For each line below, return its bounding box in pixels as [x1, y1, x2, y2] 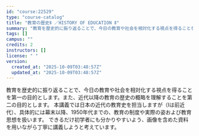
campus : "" [6, 36, 33, 42]
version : [6, 58, 28, 64]
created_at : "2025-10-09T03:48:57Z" [11, 64, 102, 70]
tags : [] [6, 31, 28, 37]
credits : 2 [6, 42, 33, 48]
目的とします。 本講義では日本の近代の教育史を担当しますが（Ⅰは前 [16, 102, 180, 109]
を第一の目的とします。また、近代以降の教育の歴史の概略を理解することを [6, 94, 188, 101]
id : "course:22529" [6, 8, 54, 15]
